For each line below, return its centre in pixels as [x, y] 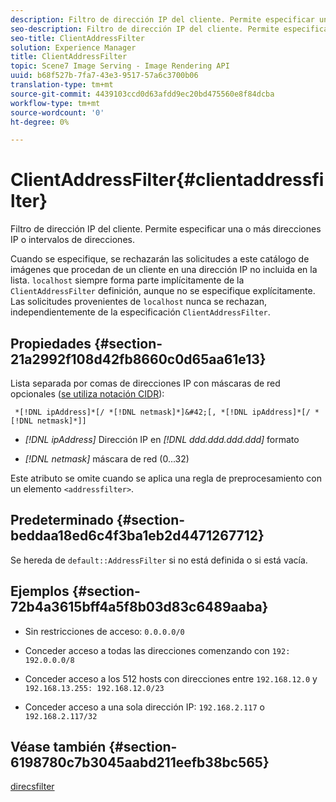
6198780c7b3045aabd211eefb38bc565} [140, 762]
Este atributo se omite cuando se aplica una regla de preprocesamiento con [166, 478]
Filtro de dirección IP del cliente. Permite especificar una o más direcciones [166, 229]
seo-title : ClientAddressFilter [77, 38]
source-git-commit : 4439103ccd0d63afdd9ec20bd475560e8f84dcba [142, 94]
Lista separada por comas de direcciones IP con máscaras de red [145, 383]
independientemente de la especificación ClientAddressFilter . [140, 312]
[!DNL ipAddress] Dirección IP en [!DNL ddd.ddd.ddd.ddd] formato [162, 439]
